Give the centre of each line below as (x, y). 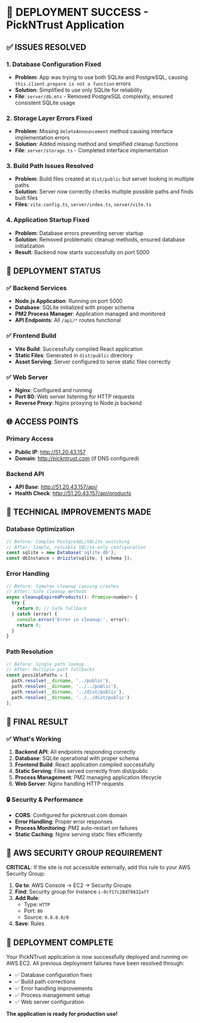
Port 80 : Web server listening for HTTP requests (75, 397)
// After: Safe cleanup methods (46, 592)
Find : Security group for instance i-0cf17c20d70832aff (82, 892)
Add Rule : (27, 898)
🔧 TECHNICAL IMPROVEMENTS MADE (79, 512)
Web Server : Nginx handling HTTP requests (69, 784)
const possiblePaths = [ (37, 675)
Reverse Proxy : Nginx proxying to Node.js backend (78, 403)
